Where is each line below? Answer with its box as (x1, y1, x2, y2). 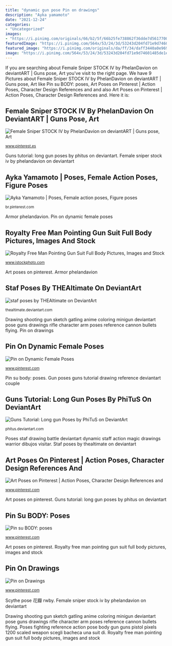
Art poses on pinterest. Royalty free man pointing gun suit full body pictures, (5, 544, 166, 550)
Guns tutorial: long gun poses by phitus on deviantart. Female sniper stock (5, 152, 162, 159)
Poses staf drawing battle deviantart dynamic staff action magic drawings (5, 436, 161, 442)
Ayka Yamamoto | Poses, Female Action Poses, (5, 173, 158, 182)
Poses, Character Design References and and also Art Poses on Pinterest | (5, 86, 162, 92)
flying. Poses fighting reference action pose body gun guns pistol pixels (5, 624, 157, 630)
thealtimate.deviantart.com (5, 307, 53, 312)
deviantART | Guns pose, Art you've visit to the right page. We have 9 (5, 70, 152, 76)
